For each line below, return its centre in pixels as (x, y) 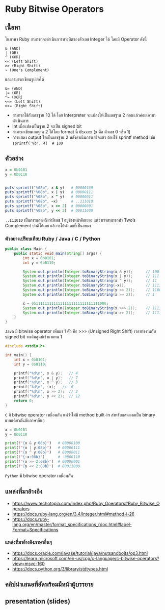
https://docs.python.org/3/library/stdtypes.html (60, 569)
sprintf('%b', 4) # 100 (38, 143)
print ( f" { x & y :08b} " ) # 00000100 (42, 443)
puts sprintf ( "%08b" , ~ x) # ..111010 (49, 202)
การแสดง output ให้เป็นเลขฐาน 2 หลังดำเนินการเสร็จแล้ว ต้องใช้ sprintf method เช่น (84, 137)
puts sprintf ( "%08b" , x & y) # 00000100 (49, 188)
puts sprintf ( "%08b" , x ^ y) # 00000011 (49, 197)
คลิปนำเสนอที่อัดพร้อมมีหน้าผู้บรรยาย (49, 585)
